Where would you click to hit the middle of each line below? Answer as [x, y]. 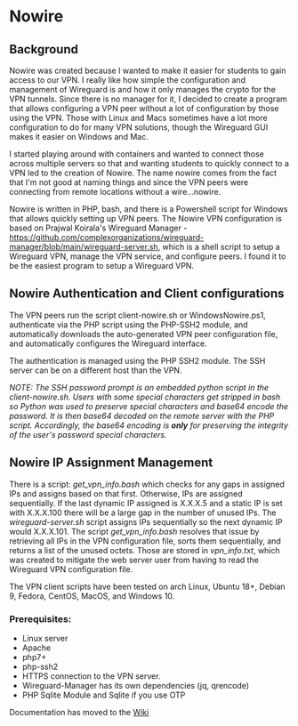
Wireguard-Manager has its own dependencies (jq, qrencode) [136, 685]
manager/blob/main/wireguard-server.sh [84, 247]
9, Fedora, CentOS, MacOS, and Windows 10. [92, 596]
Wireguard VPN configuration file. [71, 569]
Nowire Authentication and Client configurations [147, 294]
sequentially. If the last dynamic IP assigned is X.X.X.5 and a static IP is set [146, 503]
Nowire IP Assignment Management [111, 463]
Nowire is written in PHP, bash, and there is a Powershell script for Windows [149, 209]
